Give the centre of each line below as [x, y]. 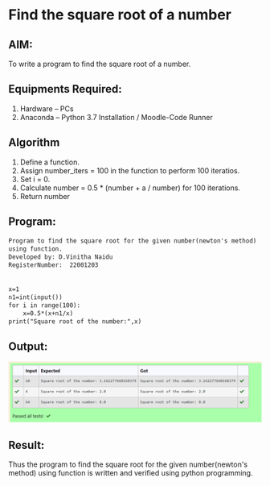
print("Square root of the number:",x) [75, 322]
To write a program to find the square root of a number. [100, 64]
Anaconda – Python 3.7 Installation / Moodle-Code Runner [116, 117]
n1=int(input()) [35, 297]
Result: [27, 445]
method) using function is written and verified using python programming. [131, 473]
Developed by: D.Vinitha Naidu [61, 257]
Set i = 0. [35, 179]
